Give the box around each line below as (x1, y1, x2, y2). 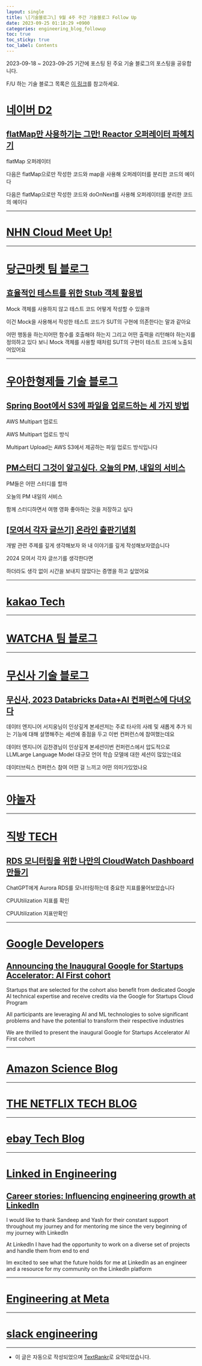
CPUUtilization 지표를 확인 (6, 897, 70, 904)
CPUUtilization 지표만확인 (6, 910, 68, 917)
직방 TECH (6, 830, 58, 844)
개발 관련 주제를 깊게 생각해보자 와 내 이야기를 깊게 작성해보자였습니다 (6, 542, 170, 549)
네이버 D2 (6, 104, 52, 117)
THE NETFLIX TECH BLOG (6, 1097, 137, 1111)
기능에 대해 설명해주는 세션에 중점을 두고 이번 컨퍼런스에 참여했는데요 (12, 730, 175, 738)
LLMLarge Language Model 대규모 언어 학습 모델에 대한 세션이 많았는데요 (6, 751, 182, 758)
